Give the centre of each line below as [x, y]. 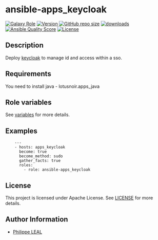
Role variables [28, 102]
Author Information [37, 219]
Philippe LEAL [27, 232]
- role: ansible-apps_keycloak [57, 170]
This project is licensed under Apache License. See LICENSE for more [79, 198]
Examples [21, 131]
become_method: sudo [41, 156]
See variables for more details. [38, 115]
